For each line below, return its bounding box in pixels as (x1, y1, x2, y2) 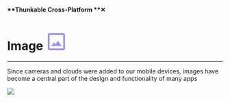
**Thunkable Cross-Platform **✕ (7, 5, 106, 14)
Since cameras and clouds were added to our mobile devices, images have (7, 67, 219, 75)
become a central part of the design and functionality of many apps (7, 74, 198, 82)
